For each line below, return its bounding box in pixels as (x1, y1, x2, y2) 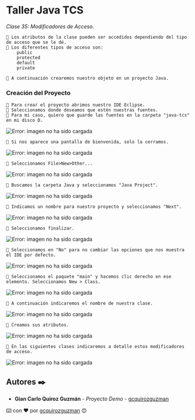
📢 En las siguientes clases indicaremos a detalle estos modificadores (6, 344, 184, 350)
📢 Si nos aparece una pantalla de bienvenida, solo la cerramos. (6, 139, 169, 145)
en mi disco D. (6, 118, 43, 124)
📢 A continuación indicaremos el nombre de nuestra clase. (6, 301, 153, 306)
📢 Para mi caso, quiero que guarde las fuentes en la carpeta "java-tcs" (6, 112, 190, 118)
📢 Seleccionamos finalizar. (6, 226, 75, 231)
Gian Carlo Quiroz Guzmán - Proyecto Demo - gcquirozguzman (14, 395, 169, 402)
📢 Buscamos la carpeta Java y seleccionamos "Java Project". (6, 182, 159, 188)
